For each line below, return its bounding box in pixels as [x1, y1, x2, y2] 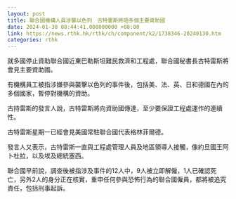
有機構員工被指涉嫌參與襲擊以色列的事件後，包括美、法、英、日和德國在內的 [7, 80, 229, 89]
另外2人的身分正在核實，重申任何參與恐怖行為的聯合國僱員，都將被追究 [19, 175, 227, 184]
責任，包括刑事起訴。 [7, 184, 69, 193]
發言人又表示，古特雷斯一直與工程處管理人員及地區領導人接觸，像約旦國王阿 [7, 143, 229, 151]
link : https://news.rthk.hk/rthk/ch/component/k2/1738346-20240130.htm [7, 30, 221, 37]
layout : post [7, 10, 46, 18]
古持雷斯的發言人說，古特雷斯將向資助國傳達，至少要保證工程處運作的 [7, 104, 211, 113]
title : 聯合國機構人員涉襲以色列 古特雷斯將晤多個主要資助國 [7, 17, 166, 24]
